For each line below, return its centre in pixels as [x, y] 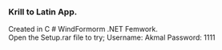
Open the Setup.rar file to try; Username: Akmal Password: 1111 [112, 37]
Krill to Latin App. [43, 12]
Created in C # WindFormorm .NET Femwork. [83, 29]
